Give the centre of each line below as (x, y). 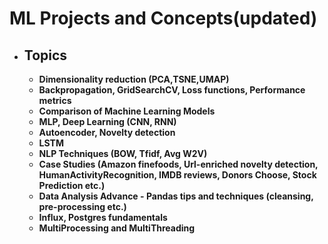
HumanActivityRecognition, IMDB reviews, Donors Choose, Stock (177, 175)
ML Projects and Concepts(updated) (163, 18)
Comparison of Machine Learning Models (127, 111)
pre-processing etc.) (82, 206)
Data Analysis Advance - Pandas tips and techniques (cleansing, (176, 196)
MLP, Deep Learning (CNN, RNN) (107, 121)
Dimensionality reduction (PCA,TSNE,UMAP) (134, 79)
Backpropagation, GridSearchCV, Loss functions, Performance (172, 90)
